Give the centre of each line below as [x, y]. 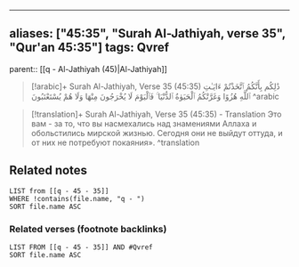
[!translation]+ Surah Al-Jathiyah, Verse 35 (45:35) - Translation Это [156, 114]
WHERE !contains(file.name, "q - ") [77, 198]
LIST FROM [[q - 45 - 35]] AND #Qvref [81, 247]
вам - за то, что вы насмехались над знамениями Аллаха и [144, 123]
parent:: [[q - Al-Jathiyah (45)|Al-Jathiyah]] [88, 69]
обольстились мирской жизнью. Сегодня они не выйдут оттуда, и [157, 133]
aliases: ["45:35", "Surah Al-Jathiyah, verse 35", [148, 33]
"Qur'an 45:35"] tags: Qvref [89, 48]
